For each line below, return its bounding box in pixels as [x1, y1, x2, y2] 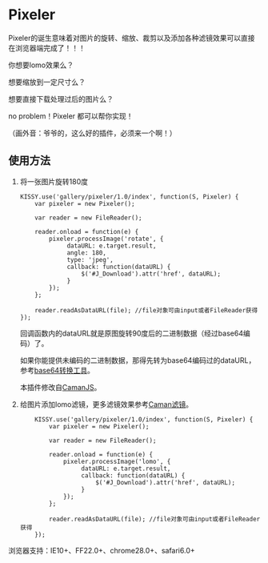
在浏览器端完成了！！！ [8, 42, 86, 53]
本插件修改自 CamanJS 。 [19, 382, 102, 392]
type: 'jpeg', [66, 255, 114, 263]
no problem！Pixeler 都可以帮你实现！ [8, 111, 134, 121]
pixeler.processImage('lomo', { [62, 457, 171, 465]
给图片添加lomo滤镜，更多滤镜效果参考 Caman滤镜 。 [19, 399, 194, 409]
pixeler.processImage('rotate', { [49, 235, 164, 243]
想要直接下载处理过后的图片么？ [8, 94, 114, 103]
